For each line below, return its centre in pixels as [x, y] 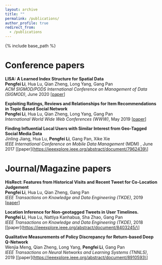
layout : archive [21, 9]
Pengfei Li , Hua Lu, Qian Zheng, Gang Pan [47, 192]
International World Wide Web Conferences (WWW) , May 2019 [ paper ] [76, 119]
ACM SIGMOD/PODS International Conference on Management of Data [76, 89]
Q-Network [17, 242]
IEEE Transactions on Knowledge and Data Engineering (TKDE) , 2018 [74, 222]
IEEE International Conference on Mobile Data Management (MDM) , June [79, 144]
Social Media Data [24, 133]
